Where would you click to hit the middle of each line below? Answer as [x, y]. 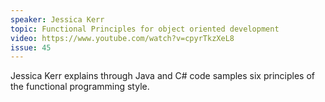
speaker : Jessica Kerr [57, 19]
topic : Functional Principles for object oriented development [145, 29]
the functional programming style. [80, 87]
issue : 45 [31, 47]
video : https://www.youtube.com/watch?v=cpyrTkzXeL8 [122, 38]
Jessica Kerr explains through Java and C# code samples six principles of [163, 76]
